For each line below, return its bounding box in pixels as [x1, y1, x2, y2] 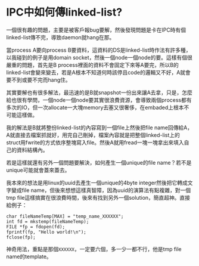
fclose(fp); [6, 234, 36, 240]
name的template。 [6, 253, 52, 260]
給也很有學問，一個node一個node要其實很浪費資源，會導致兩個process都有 [6, 96, 192, 103]
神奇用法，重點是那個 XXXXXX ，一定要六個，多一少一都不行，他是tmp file [6, 245, 182, 252]
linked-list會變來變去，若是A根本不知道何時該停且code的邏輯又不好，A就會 [6, 69, 191, 76]
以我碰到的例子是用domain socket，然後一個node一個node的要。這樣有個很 [6, 54, 192, 61]
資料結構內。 [16, 146, 48, 153]
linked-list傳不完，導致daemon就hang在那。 [6, 33, 115, 41]
